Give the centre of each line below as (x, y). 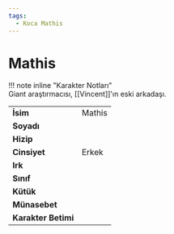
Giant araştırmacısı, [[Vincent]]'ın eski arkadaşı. (87, 94)
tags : (17, 16)
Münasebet (35, 205)
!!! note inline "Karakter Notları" (60, 86)
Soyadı (26, 126)
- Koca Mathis (39, 23)
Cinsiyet (29, 153)
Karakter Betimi (43, 218)
